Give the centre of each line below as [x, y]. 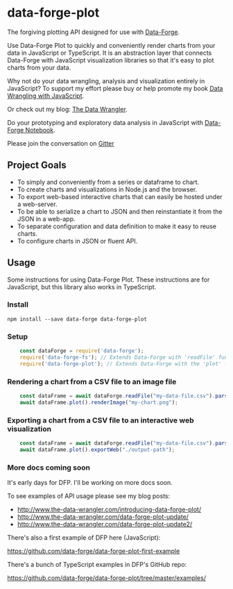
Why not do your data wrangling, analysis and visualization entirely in [106, 80]
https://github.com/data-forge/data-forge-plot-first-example [94, 551]
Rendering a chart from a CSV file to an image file [92, 382]
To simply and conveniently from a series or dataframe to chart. [108, 182]
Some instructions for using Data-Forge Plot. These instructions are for [109, 280]
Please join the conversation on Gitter [61, 143]
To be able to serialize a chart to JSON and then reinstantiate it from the [120, 211]
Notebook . [40, 130]
